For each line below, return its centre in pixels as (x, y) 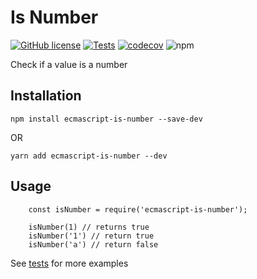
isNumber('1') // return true (91, 236)
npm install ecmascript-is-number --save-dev (106, 119)
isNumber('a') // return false (93, 244)
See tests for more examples (69, 263)
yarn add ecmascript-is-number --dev (89, 156)
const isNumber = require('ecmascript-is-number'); (138, 209)
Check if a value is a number (69, 64)
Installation (46, 96)
